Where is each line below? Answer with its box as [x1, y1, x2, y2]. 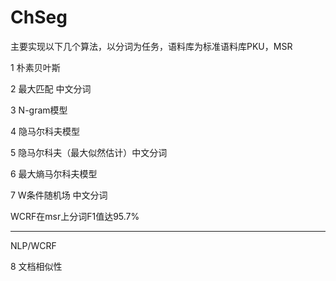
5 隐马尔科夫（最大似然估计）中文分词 [10, 146, 168, 158]
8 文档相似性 [10, 260, 63, 272]
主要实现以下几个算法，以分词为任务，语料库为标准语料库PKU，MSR [10, 40, 293, 52]
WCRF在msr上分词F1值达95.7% [10, 210, 140, 222]
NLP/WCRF [10, 239, 57, 251]
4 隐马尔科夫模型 [10, 125, 80, 137]
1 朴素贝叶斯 [10, 61, 61, 73]
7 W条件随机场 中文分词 [10, 189, 108, 201]
